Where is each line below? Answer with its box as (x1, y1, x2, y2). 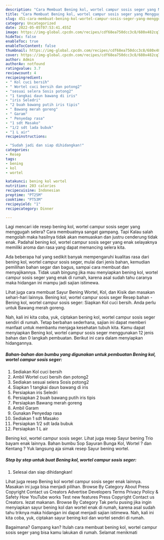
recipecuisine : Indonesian (5, 188, 60, 193)
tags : (5, 157, 17, 161)
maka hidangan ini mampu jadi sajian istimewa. (5, 280, 100, 286)
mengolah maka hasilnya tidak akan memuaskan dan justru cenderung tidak (5, 234, 158, 240)
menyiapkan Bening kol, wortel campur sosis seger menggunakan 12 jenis (5, 330, 154, 336)
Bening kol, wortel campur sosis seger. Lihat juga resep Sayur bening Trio (5, 435, 153, 441)
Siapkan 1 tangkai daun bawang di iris (12, 384, 89, 390)
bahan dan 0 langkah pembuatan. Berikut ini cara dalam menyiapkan (5, 335, 143, 341)
